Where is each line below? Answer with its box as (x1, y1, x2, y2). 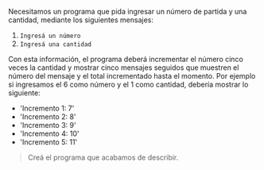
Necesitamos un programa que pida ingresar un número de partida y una (8, 7, 247, 16)
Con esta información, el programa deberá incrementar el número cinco (8, 55, 244, 64)
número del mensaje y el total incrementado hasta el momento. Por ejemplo (8, 71, 256, 80)
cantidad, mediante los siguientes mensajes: (8, 15, 153, 25)
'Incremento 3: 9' (19, 121, 77, 129)
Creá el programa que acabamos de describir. (27, 153, 179, 162)
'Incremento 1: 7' (19, 103, 75, 113)
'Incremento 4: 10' (19, 129, 80, 138)
